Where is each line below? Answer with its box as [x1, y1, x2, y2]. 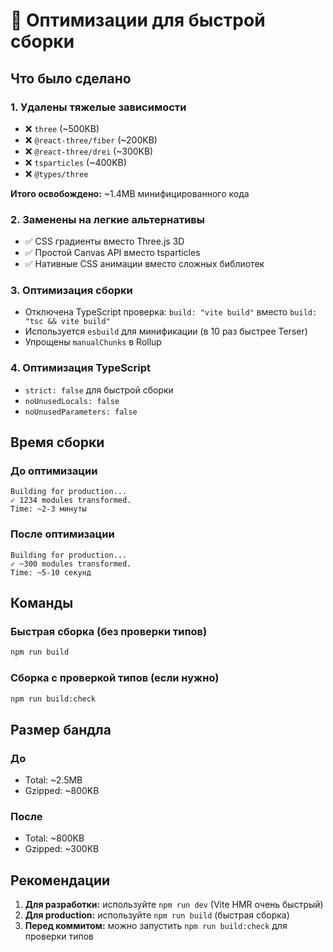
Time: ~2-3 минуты [10, 504, 87, 514]
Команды [10, 595, 74, 612]
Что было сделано [10, 70, 132, 87]
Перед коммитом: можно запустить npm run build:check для [24, 920, 288, 932]
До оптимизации [10, 464, 98, 478]
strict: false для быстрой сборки [24, 384, 174, 396]
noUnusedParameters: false [24, 407, 138, 417]
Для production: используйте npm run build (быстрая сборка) [24, 909, 290, 921]
